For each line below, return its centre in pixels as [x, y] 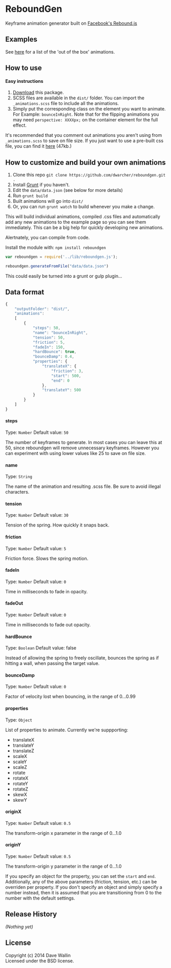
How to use [24, 68]
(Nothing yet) [19, 926]
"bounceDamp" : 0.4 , [53, 357]
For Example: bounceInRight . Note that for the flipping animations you [86, 114]
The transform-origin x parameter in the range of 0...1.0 [63, 833]
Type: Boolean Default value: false [41, 648]
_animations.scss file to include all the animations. [66, 103]
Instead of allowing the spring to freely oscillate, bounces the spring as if [82, 658]
